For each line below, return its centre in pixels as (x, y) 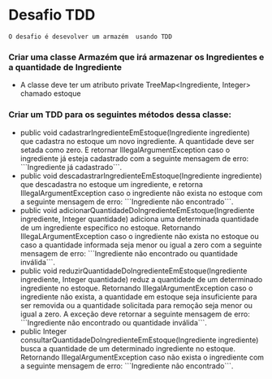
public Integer (43, 331)
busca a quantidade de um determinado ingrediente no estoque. (127, 348)
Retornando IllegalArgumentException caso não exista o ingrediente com (142, 357)
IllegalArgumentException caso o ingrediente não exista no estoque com (141, 193)
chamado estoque (50, 94)
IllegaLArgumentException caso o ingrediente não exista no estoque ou (139, 236)
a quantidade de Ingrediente (65, 67)
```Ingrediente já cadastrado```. (71, 167)
